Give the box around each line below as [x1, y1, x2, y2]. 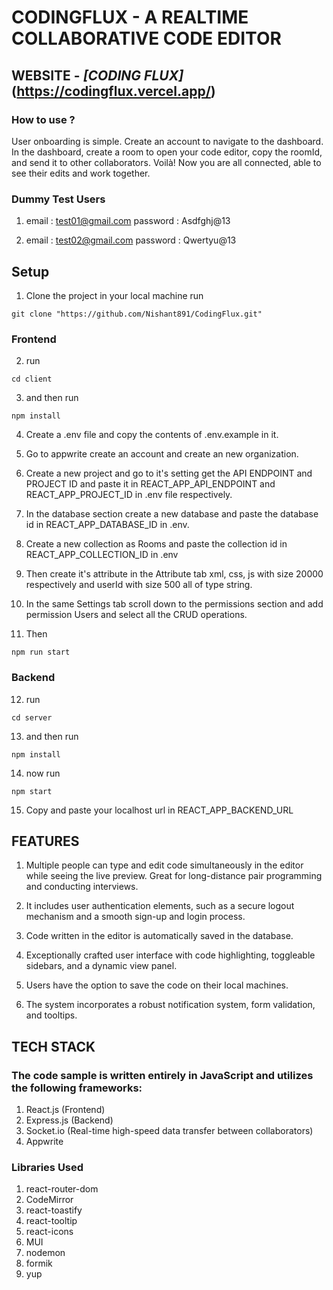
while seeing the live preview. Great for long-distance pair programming [25, 870, 323, 882]
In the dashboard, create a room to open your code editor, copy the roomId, [11, 146, 323, 158]
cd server [11, 712, 53, 723]
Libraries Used [11, 1161, 84, 1174]
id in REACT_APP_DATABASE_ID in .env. [25, 519, 190, 531]
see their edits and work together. [11, 167, 151, 179]
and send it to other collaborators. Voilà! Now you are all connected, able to [11, 156, 322, 168]
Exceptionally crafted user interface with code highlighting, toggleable [25, 949, 316, 961]
